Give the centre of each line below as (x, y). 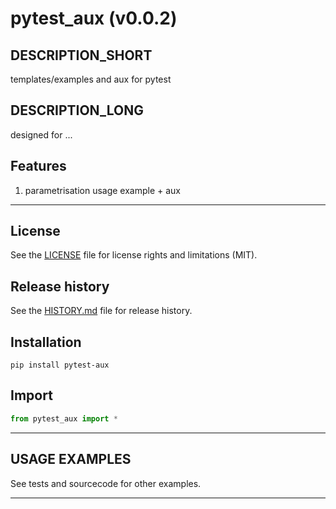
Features (38, 166)
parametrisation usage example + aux (103, 190)
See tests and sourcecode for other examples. (106, 483)
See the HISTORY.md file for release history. (101, 311)
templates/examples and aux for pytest (91, 79)
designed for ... (41, 134)
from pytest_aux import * (64, 418)
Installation (46, 342)
